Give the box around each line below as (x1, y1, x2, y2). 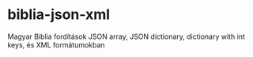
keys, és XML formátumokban (7, 40, 105, 49)
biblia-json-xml (7, 6, 111, 24)
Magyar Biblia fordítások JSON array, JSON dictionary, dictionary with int (7, 32, 246, 41)
